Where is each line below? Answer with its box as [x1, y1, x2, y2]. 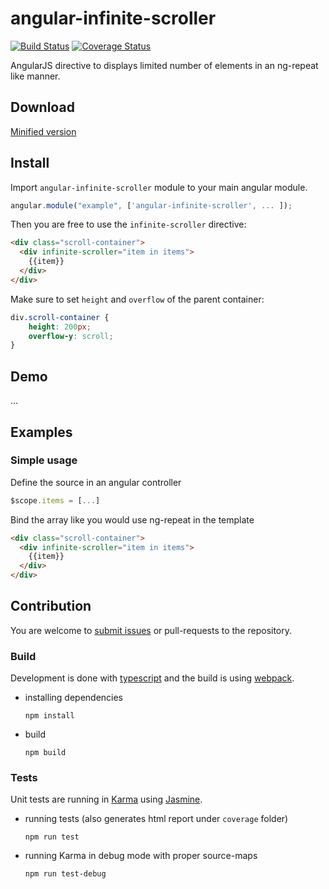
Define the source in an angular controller [10, 476, 182, 488]
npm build [24, 748, 67, 758]
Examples [10, 423, 73, 441]
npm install [24, 711, 75, 721]
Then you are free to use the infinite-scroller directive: [10, 218, 247, 231]
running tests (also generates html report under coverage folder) [24, 813, 289, 825]
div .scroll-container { [10, 312, 110, 322]
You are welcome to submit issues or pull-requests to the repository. [10, 624, 293, 636]
